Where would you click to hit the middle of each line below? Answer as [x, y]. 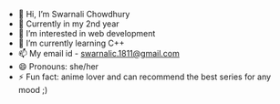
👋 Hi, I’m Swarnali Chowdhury [74, 14]
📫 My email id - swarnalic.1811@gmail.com [99, 53]
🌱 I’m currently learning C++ [71, 43]
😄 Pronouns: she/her [58, 67]
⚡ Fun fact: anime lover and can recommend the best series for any [145, 77]
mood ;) [33, 90]
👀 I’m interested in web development [87, 33]
